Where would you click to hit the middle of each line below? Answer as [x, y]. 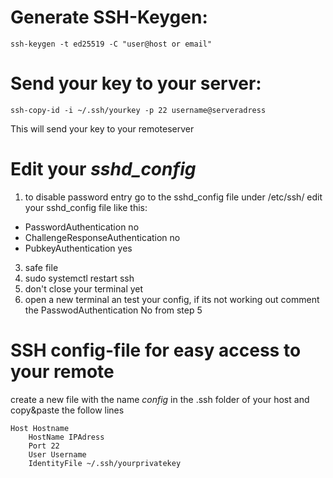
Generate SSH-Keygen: [109, 17]
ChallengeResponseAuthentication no [102, 237]
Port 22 [44, 446]
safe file [41, 267]
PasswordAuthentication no [82, 227]
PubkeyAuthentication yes [78, 248]
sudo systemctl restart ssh [79, 278]
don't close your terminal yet [84, 288]
